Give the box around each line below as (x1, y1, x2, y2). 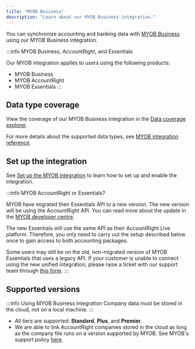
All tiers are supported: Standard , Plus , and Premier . (14, 317, 142, 324)
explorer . (6, 121, 28, 129)
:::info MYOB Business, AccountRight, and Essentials (6, 48, 133, 55)
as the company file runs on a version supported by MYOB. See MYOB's (14, 330, 189, 337)
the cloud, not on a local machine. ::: (6, 306, 94, 313)
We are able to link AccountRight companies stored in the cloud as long (14, 323, 187, 330)
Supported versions (6, 284, 80, 294)
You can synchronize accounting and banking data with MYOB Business (6, 30, 180, 37)
